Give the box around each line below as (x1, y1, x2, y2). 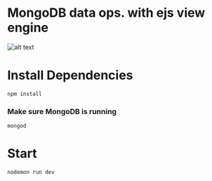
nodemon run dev (7, 169, 55, 176)
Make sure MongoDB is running (7, 106, 117, 116)
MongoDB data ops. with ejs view (7, 5, 206, 21)
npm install (7, 90, 42, 97)
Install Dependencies (7, 68, 133, 83)
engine (7, 20, 49, 36)
